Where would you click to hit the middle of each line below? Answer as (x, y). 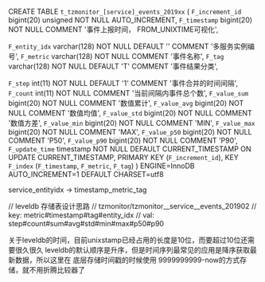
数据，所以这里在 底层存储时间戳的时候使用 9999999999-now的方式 (127, 260)
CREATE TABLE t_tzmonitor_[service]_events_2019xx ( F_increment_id (125, 12)
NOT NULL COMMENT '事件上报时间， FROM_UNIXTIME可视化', (113, 29)
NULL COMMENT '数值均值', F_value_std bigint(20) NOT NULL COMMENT (130, 113)
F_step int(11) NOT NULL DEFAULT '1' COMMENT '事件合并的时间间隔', (123, 83)
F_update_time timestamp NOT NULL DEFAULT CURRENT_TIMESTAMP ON (130, 149)
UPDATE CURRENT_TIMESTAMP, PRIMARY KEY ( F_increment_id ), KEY (123, 157)
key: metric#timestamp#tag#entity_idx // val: (82, 215)
